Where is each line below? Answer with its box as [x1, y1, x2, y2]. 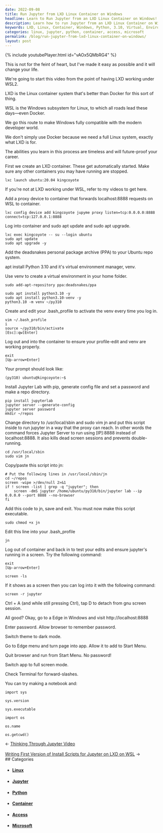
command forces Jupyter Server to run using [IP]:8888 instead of [5, 430, 136, 435]
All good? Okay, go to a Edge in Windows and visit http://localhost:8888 [5, 614, 149, 621]
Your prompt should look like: [5, 366, 64, 371]
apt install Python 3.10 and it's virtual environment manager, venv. [5, 264, 136, 270]
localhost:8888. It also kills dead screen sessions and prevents [5, 435, 130, 441]
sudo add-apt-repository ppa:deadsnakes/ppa [5, 282, 97, 288]
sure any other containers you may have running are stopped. [5, 168, 129, 174]
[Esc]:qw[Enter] [5, 330, 38, 335]
